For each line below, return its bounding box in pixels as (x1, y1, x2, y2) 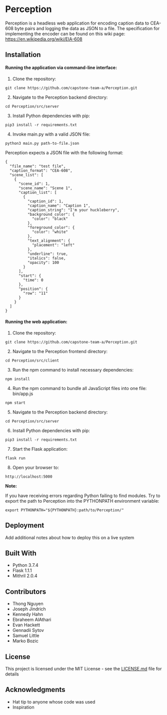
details (5, 671, 19, 677)
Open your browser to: (12, 464, 59, 470)
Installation (5, 51, 41, 59)
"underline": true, (27, 251, 68, 256)
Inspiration (12, 704, 34, 710)
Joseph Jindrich (12, 606, 46, 612)
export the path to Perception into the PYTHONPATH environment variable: (5, 498, 159, 504)
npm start (5, 400, 26, 405)
